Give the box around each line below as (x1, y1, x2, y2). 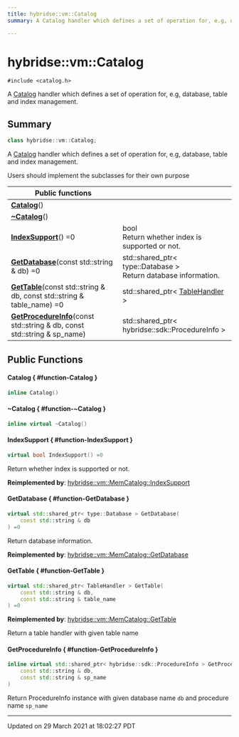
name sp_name (7, 701, 48, 709)
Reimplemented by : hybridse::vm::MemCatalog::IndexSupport (7, 478, 191, 486)
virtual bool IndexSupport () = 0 (7, 451, 103, 459)
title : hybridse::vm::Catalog (7, 10, 97, 18)
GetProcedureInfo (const (11, 311, 95, 321)
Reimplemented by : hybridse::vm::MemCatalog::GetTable (7, 615, 176, 624)
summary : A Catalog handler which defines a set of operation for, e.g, (7, 17, 228, 24)
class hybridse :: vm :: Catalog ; (7, 137, 97, 145)
